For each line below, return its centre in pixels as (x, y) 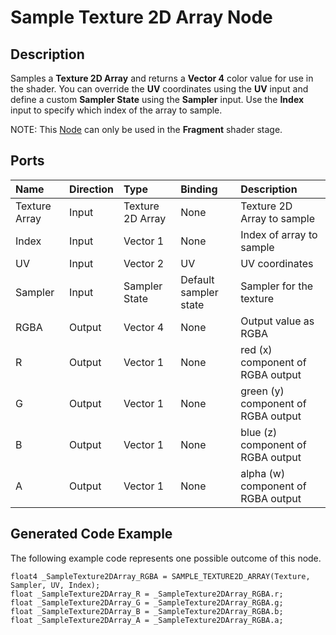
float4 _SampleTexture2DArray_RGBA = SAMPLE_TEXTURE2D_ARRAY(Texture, (160, 576)
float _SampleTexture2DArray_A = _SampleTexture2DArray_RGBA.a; (147, 620)
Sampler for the (277, 286)
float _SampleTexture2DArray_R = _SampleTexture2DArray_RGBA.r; (147, 594)
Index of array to (279, 234)
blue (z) (259, 432)
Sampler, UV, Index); (55, 585)
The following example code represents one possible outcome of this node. (166, 558)
